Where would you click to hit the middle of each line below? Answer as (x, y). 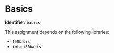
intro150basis (26, 47)
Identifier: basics (23, 22)
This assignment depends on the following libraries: (57, 32)
